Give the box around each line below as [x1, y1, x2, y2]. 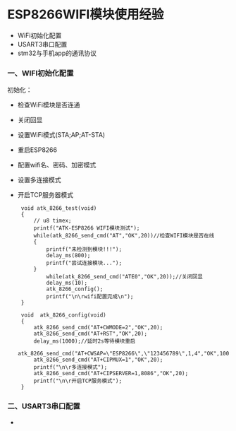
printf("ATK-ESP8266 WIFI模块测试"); [33, 225, 140, 232]
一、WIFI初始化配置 [7, 68, 74, 78]
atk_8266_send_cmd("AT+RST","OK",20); [33, 330, 148, 338]
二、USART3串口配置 [7, 401, 81, 411]
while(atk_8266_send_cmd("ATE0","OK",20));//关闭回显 [46, 273, 203, 281]
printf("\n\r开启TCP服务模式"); [33, 377, 122, 385]
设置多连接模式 [17, 176, 61, 184]
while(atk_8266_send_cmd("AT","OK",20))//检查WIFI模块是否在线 [33, 232, 215, 240]
